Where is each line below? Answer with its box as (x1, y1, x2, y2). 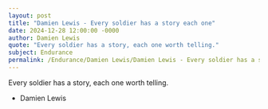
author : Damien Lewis (8, 33, 81, 42)
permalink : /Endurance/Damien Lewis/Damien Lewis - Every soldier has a (8, 56, 255, 64)
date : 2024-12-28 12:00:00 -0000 (8, 26, 120, 34)
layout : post (8, 11, 52, 20)
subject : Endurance (8, 49, 73, 56)
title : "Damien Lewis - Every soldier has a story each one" (8, 19, 216, 27)
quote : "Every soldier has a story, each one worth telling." (8, 41, 219, 49)
